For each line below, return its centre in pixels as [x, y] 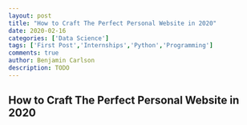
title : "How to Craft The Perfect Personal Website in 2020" [113, 23]
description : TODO [39, 68]
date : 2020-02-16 [37, 30]
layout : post [30, 16]
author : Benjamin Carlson [51, 61]
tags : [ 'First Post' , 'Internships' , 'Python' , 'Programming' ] [111, 46]
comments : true [34, 53]
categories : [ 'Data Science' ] [59, 38]
